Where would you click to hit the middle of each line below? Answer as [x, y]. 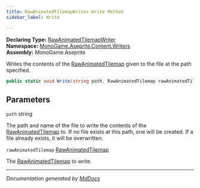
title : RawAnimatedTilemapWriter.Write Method [65, 12]
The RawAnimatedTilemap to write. [49, 161]
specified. [18, 70]
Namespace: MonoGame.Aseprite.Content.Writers [68, 46]
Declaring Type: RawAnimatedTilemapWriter [61, 39]
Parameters [28, 99]
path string [19, 114]
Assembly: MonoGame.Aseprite [46, 52]
